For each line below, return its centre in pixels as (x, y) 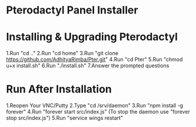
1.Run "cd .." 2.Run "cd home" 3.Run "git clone (62, 53)
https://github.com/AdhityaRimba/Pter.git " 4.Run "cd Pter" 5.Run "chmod (94, 60)
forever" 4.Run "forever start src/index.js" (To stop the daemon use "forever (98, 112)
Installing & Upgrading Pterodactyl (92, 37)
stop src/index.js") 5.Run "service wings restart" (65, 118)
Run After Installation (59, 89)
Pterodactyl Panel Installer (72, 10)
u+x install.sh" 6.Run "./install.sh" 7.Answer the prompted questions (88, 66)
